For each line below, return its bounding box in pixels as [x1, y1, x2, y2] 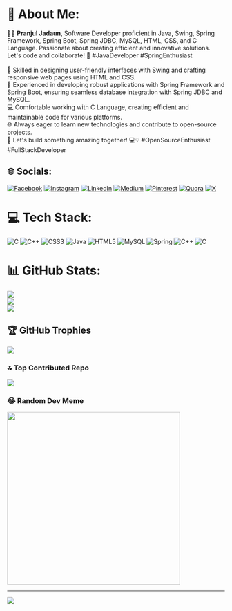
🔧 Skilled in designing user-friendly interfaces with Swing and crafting [7, 66, 206, 74]
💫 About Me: [7, 6, 80, 22]
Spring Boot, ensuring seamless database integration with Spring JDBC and [7, 88, 222, 96]
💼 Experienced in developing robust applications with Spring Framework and [7, 80, 225, 88]
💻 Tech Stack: [7, 209, 93, 225]
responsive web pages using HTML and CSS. [7, 73, 136, 82]
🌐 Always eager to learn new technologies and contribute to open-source [7, 120, 217, 129]
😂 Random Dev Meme [7, 395, 84, 405]
